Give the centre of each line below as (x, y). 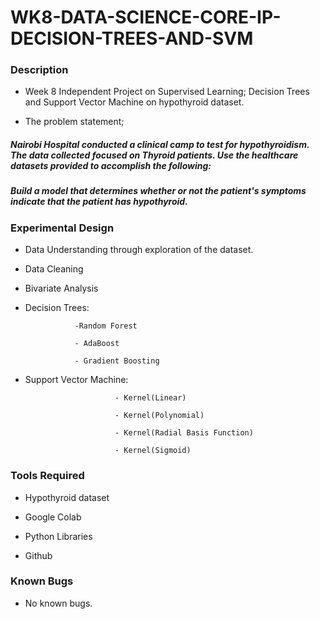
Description (39, 70)
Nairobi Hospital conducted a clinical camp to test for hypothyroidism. (160, 145)
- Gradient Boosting (117, 361)
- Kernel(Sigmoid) (153, 451)
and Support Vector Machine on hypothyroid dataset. (134, 102)
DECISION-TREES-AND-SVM (132, 38)
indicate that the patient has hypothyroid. (99, 202)
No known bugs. (58, 603)
